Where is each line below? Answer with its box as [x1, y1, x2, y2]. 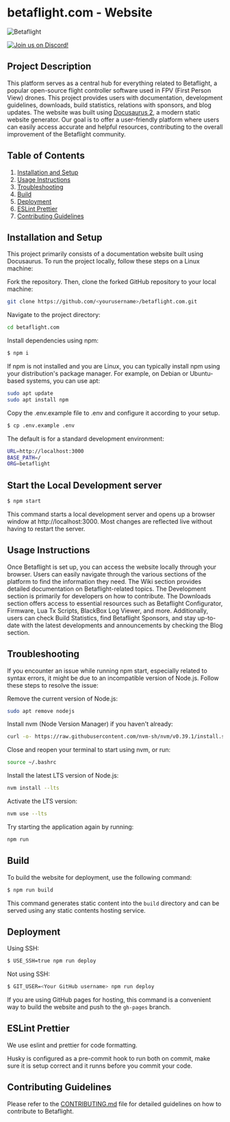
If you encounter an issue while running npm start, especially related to [7, 666, 207, 675]
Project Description [7, 60, 92, 73]
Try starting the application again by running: [7, 822, 134, 831]
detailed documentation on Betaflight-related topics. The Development [7, 585, 207, 593]
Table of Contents [7, 150, 86, 162]
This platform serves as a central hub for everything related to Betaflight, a [7, 79, 218, 87]
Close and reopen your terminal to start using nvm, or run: [7, 746, 171, 754]
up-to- [197, 613, 216, 622]
